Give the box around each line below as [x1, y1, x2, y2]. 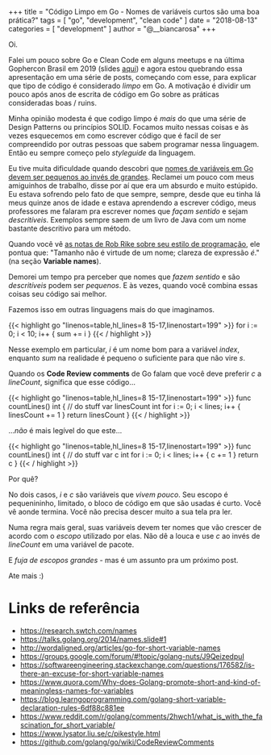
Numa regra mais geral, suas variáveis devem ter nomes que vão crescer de [8, 523, 262, 532]
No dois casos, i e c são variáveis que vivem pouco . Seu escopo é [8, 490, 228, 499]
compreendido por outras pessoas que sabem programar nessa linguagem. [8, 140, 260, 148]
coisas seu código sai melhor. [8, 290, 107, 298]
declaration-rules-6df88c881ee [19, 703, 125, 712]
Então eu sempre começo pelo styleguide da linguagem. [8, 148, 196, 157]
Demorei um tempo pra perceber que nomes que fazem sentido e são [8, 272, 240, 282]
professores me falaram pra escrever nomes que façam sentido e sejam [8, 206, 248, 216]
